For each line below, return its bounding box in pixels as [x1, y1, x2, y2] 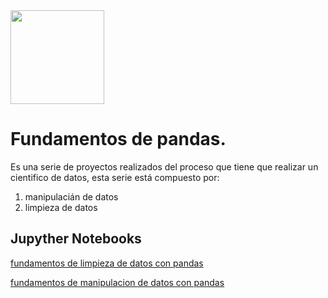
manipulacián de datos [24, 190, 119, 203]
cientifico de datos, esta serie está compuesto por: [10, 171, 220, 183]
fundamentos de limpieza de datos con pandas [10, 257, 204, 269]
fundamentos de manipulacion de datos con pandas [10, 276, 225, 288]
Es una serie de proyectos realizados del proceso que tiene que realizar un [10, 160, 319, 173]
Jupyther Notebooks [10, 230, 142, 248]
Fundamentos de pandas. [10, 128, 227, 151]
